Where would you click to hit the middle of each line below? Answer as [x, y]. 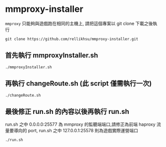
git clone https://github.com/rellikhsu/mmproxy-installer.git [72, 39]
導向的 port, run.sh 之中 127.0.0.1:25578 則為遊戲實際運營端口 [76, 131]
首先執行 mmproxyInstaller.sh [52, 55]
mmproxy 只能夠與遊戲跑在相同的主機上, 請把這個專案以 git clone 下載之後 [79, 23]
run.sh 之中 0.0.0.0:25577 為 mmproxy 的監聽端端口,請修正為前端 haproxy [80, 124]
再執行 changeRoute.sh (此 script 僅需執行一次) [79, 83]
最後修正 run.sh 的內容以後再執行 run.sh [67, 112]
